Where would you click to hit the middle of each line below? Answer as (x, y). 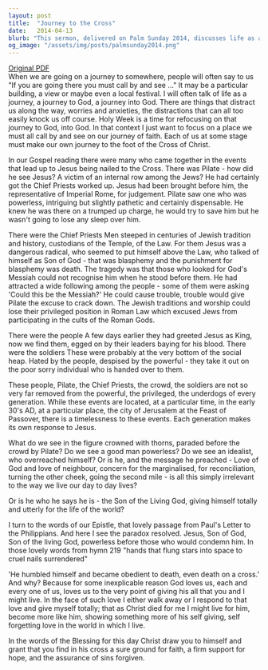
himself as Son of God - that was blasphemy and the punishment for (120, 261)
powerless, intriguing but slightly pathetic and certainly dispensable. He (126, 203)
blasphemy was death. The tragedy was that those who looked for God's (128, 269)
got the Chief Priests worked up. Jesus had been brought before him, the (128, 185)
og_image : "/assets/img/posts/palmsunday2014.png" (94, 46)
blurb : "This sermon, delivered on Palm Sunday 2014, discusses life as (132, 38)
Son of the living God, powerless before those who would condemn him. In (131, 542)
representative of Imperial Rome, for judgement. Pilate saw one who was (128, 194)
